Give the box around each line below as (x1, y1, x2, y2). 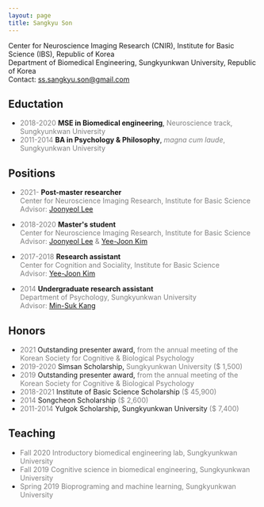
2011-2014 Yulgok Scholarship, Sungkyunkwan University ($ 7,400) (19, 403, 239, 413)
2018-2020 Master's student (19, 219, 117, 230)
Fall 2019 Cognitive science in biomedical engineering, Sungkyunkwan (19, 464, 251, 474)
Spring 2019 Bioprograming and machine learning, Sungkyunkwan (19, 481, 236, 491)
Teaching (8, 427, 55, 440)
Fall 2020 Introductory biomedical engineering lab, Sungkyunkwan (19, 448, 238, 457)
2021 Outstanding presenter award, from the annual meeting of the (19, 345, 239, 354)
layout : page (8, 11, 52, 20)
